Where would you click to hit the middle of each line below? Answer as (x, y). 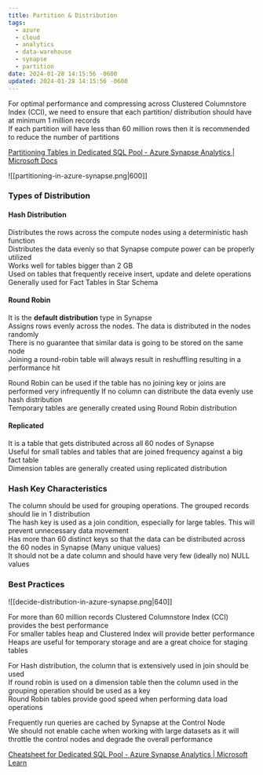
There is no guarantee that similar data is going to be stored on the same (126, 342)
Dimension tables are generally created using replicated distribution (118, 469)
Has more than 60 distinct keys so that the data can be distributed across (127, 539)
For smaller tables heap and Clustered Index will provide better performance (131, 634)
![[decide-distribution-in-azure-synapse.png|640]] (90, 601)
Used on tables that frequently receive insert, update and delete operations (130, 274)
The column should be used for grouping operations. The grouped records (129, 506)
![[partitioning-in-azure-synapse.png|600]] (78, 175)
